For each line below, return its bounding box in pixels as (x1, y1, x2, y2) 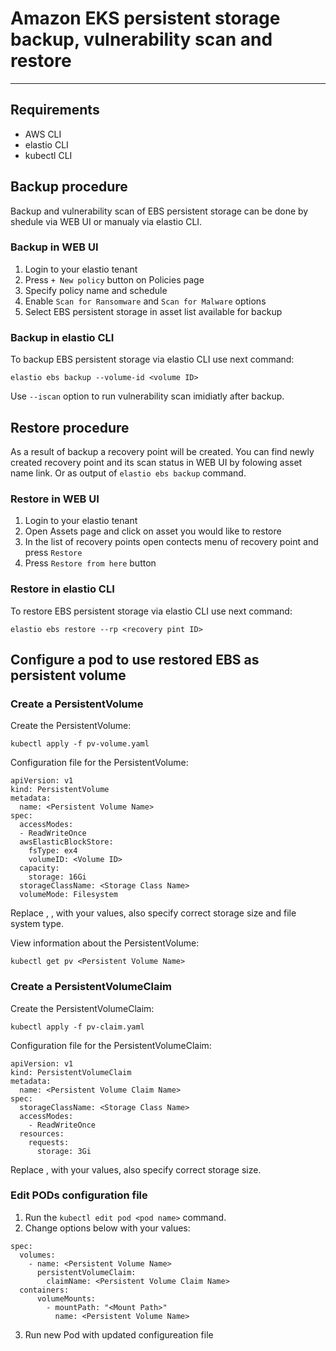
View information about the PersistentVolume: (10, 937, 200, 949)
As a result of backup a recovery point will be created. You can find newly (10, 445, 315, 457)
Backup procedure (10, 178, 128, 196)
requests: (28, 1137, 70, 1147)
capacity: (19, 863, 60, 874)
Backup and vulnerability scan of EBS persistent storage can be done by (10, 205, 309, 217)
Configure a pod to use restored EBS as (10, 651, 260, 668)
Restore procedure (10, 419, 130, 436)
